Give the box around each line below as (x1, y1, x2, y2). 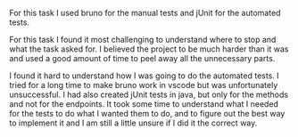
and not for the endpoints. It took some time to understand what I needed (9, 99, 279, 109)
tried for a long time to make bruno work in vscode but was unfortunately (9, 80, 278, 90)
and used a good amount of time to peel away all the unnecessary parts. (9, 53, 276, 63)
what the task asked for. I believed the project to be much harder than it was (9, 44, 289, 54)
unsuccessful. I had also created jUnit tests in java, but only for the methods (9, 89, 288, 100)
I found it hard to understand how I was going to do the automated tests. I (9, 70, 279, 81)
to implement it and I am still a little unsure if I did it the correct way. (9, 117, 258, 128)
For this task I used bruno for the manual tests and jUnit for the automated (9, 8, 281, 18)
